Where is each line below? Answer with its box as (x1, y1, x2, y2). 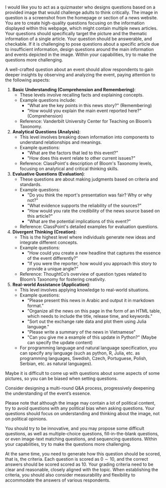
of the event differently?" (27, 255, 78, 261)
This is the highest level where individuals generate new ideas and (19, 234, 156, 240)
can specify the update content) (27, 340, 93, 345)
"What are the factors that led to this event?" (27, 150, 118, 156)
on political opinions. (5, 416, 48, 422)
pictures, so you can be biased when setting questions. (5, 375, 118, 381)
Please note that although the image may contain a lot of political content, (5, 400, 156, 406)
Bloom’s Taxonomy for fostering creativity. (19, 276, 106, 282)
